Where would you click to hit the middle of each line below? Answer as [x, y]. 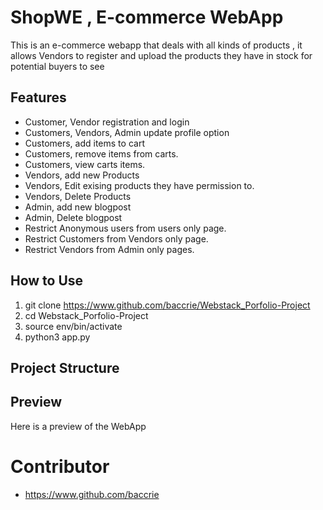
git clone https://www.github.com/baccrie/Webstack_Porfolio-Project [167, 305]
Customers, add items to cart [84, 143]
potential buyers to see [57, 66]
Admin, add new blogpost [78, 207]
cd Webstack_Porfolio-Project [86, 315]
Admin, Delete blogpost [73, 217]
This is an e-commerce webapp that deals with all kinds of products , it [156, 45]
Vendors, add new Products [82, 175]
